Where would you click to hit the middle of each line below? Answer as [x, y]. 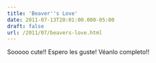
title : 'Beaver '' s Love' [42, 13]
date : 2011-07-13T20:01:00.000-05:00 [61, 20]
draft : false [26, 26]
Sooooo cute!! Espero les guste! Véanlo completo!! [78, 52]
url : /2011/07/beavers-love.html [55, 33]
